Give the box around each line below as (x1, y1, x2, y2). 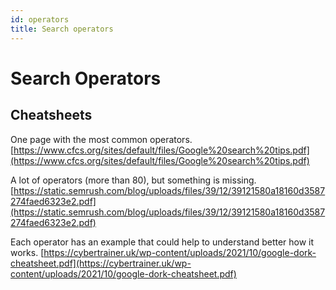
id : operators (10, 14, 70, 25)
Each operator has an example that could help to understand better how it (10, 236, 315, 248)
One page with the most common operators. (10, 133, 193, 145)
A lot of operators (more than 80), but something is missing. (10, 174, 257, 186)
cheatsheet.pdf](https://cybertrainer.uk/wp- (10, 257, 192, 269)
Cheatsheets (10, 107, 93, 124)
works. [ (10, 246, 45, 258)
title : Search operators (10, 24, 114, 34)
